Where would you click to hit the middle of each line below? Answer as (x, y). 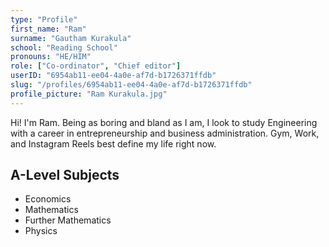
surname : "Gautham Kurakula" (71, 38)
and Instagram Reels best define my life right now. (113, 143)
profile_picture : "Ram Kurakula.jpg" (89, 94)
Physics (41, 231)
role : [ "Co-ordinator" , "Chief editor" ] (96, 66)
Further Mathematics (68, 220)
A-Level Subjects (65, 175)
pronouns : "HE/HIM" (51, 57)
